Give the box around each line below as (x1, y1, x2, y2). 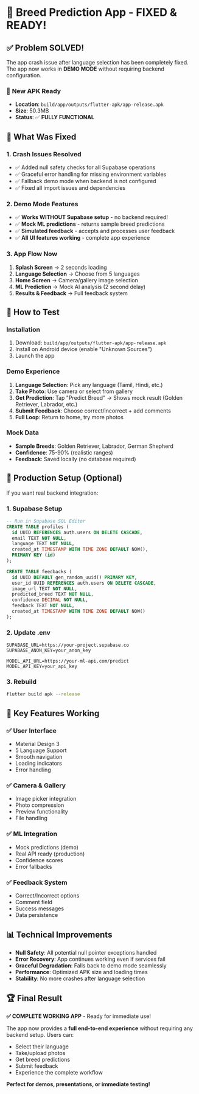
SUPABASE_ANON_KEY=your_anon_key (6, 647, 91, 653)
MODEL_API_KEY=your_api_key (6, 663, 78, 670)
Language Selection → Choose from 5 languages (15, 270, 140, 277)
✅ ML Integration (6, 830, 58, 838)
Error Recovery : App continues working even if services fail (15, 955, 166, 963)
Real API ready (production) (15, 850, 85, 857)
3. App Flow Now (6, 249, 58, 258)
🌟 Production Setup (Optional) (6, 473, 123, 483)
